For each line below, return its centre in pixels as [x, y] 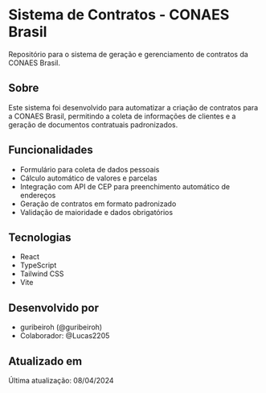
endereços [38, 195]
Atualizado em [45, 361]
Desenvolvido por [53, 308]
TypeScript [38, 265]
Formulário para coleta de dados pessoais [90, 169]
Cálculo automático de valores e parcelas [88, 178]
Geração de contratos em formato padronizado [98, 204]
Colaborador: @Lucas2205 [65, 336]
